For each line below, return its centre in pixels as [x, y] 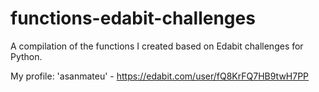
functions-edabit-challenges [133, 18]
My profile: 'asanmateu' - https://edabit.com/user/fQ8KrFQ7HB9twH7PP [160, 76]
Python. [26, 56]
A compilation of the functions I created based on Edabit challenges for [157, 46]
